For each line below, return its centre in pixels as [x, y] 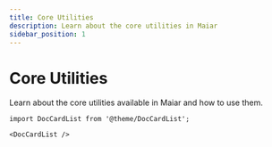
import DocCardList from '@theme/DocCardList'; [100, 119]
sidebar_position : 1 [48, 34]
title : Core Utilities [51, 17]
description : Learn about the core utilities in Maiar [114, 26]
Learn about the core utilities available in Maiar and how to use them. [136, 102]
